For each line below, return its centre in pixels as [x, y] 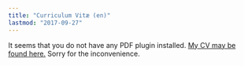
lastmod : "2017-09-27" [45, 23]
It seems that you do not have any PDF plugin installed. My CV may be [122, 45]
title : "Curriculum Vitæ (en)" [59, 15]
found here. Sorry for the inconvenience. [74, 53]
